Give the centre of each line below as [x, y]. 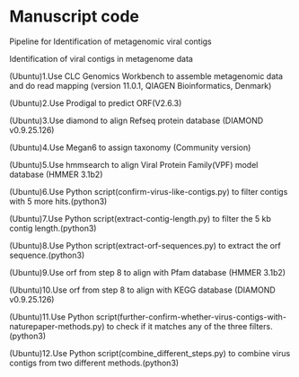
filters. [261, 326]
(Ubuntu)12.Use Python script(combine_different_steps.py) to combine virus [150, 353]
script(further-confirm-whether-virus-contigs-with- [191, 317]
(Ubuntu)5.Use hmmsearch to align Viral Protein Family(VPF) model [134, 164]
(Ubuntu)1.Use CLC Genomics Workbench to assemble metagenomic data [146, 76]
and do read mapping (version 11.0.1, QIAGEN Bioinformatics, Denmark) [141, 85]
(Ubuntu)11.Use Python [52, 317]
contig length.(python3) [53, 228]
